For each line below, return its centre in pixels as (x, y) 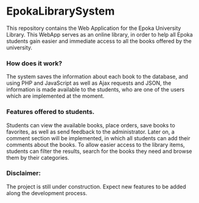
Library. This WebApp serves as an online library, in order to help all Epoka (100, 34)
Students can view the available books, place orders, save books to (91, 125)
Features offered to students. (51, 112)
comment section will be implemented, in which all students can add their (98, 138)
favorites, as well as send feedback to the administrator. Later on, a (90, 132)
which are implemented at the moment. (55, 96)
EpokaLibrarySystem (61, 11)
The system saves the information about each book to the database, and (97, 77)
